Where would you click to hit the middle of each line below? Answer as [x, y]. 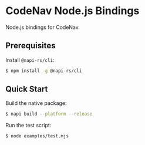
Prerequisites [31, 46]
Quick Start [27, 89]
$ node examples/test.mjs [37, 136]
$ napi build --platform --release [49, 114]
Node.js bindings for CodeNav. [43, 27]
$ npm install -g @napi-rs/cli [44, 71]
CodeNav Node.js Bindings [72, 11]
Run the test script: [28, 126]
